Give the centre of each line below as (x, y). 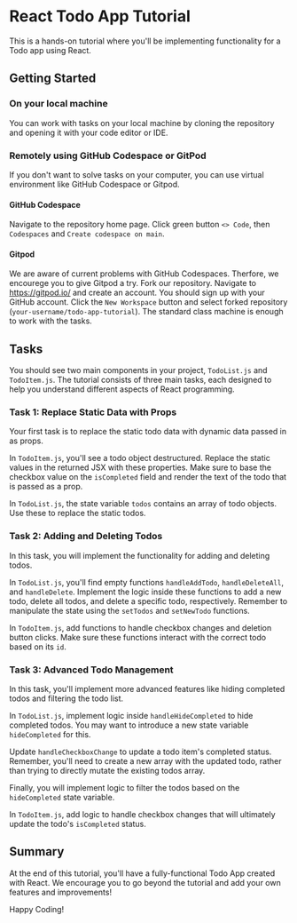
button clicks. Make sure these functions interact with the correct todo (138, 637)
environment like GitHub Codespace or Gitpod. (94, 184)
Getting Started (53, 79)
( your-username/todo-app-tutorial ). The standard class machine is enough (146, 312)
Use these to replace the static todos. (78, 513)
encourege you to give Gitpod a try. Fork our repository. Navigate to (133, 283)
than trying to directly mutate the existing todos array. (107, 771)
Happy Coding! (37, 909)
